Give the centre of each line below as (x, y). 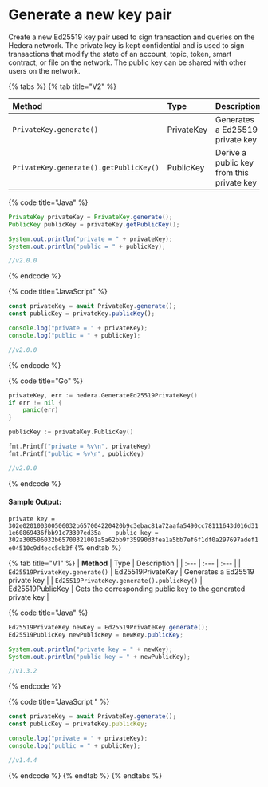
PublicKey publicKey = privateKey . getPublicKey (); (94, 224)
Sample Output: (35, 502)
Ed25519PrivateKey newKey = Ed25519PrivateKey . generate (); (108, 627)
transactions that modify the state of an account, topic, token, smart (120, 54)
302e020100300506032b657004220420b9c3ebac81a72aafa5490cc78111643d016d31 (134, 525)
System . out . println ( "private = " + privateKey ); (91, 239)
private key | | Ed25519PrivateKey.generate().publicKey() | (105, 580)
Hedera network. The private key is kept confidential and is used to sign (126, 45)
